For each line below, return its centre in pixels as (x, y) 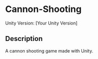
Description (24, 39)
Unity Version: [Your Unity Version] (41, 23)
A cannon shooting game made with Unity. (49, 50)
